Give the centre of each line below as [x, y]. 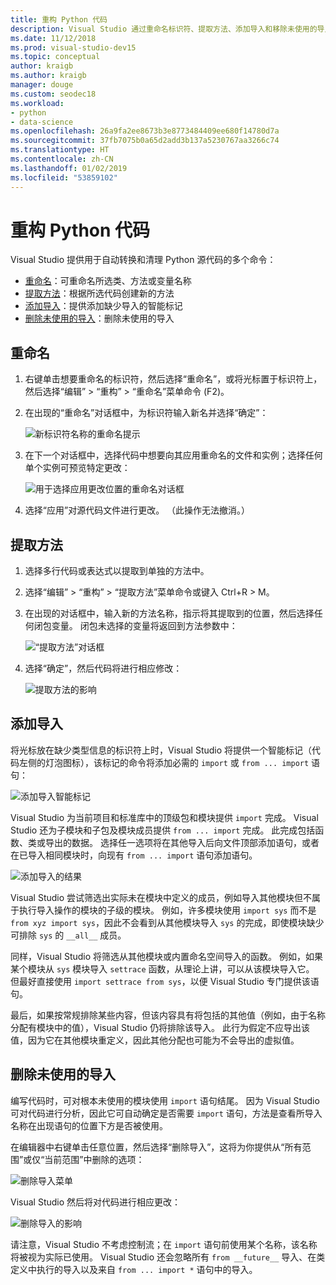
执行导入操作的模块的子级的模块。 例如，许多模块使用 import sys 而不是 [167, 910]
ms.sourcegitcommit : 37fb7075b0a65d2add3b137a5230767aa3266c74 [145, 141]
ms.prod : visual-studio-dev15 [73, 47]
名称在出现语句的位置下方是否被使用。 [89, 1125]
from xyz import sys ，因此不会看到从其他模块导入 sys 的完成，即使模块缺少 [167, 922]
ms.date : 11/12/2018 [53, 38]
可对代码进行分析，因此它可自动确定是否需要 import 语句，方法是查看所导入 [166, 1113]
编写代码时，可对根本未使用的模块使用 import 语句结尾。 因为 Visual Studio [165, 1100]
